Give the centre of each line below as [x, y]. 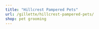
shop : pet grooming [26, 19]
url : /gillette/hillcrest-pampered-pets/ [50, 14]
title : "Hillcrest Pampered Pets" [42, 10]
